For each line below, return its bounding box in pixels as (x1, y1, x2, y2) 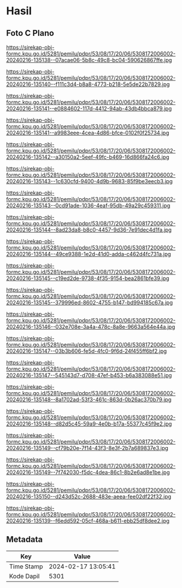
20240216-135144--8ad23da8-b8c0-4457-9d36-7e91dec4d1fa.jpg (6, 226, 172, 233)
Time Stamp (9, 562, 44, 571)
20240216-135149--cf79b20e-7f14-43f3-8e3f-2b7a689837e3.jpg (6, 445, 169, 451)
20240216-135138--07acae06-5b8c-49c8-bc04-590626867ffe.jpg (6, 57, 172, 63)
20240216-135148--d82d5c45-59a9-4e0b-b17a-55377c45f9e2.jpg (6, 420, 172, 427)
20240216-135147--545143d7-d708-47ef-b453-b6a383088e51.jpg (6, 372, 172, 378)
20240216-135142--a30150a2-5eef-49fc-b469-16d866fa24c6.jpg (6, 153, 169, 161)
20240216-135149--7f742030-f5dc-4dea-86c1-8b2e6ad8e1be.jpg (6, 469, 170, 476)
